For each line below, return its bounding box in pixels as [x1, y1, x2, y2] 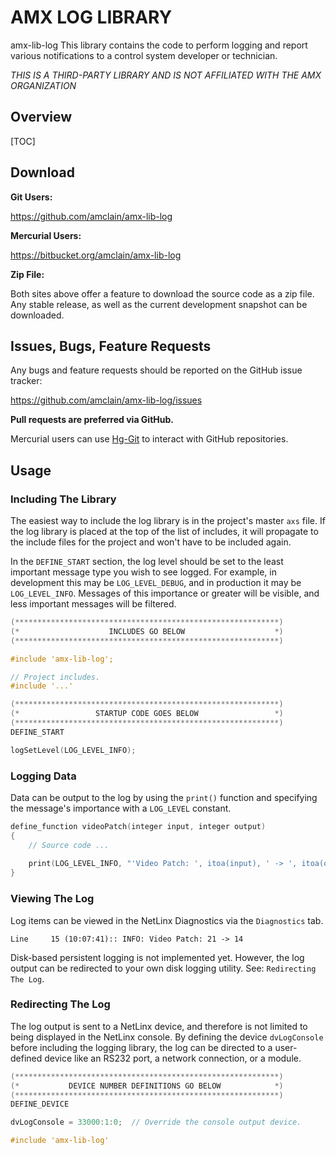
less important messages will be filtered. [10, 598, 177, 610]
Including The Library [10, 492, 117, 506]
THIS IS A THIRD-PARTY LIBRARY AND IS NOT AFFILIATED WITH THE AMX [10, 69, 322, 81]
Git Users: [10, 191, 53, 203]
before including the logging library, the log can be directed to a [10, 1041, 273, 1053]
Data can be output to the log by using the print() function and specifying [10, 791, 318, 803]
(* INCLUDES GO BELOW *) [10, 626, 284, 636]
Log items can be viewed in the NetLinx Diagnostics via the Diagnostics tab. [10, 914, 324, 926]
